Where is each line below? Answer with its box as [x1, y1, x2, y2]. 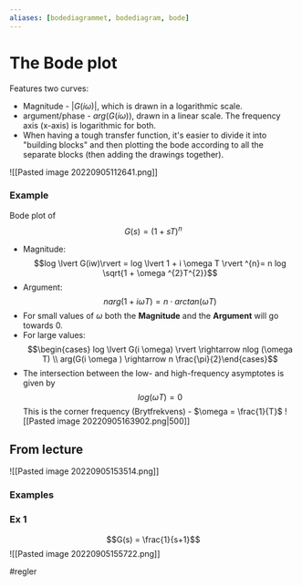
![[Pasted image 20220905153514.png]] [9, 466, 160, 477]
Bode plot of [9, 210, 57, 221]
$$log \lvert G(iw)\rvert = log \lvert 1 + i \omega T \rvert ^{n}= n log [33, 257, 287, 269]
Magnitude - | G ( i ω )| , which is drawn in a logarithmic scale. [22, 100, 244, 111]
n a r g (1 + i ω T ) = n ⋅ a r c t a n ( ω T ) [103, 295, 217, 306]
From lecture [9, 441, 84, 457]
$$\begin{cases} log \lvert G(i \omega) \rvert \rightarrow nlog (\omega [26, 344, 294, 355]
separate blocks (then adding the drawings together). [22, 149, 224, 159]
